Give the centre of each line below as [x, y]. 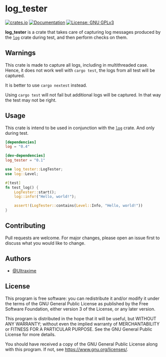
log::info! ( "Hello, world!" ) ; [45, 197]
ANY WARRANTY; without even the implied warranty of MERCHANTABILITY [83, 324]
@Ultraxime [24, 270]
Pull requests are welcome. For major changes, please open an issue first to [83, 238]
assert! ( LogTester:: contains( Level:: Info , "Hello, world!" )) [78, 206]
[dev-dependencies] [25, 156]
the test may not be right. [31, 100]
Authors [18, 259]
